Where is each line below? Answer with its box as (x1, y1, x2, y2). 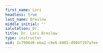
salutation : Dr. (5, 26, 39, 31)
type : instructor (5, 36, 42, 41)
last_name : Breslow (5, 17, 46, 22)
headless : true (5, 12, 37, 17)
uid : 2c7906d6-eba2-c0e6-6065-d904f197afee (5, 40, 98, 45)
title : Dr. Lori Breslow (5, 31, 58, 36)
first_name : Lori (5, 7, 42, 13)
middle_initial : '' (5, 21, 46, 27)
